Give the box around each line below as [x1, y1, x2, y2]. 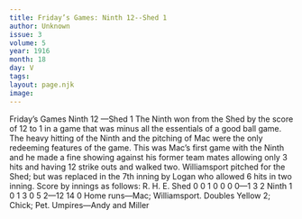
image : [9, 88, 34, 97]
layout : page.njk [9, 80, 75, 89]
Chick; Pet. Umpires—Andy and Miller [9, 199, 150, 210]
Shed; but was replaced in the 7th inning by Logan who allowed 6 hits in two [9, 170, 293, 181]
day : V [9, 64, 34, 73]
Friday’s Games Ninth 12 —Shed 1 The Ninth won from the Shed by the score [9, 114, 294, 124]
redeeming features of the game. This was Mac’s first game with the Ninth [9, 141, 285, 153]
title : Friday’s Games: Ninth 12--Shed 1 [9, 13, 168, 23]
